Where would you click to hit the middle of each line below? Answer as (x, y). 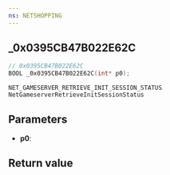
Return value (41, 163)
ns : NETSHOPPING (35, 16)
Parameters (38, 119)
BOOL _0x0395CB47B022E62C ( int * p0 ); (69, 74)
